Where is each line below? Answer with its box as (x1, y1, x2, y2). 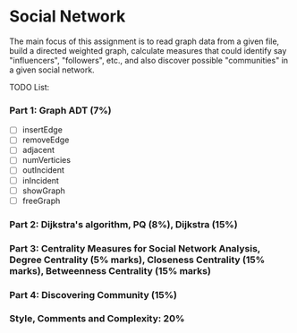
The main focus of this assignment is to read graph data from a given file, (9, 36, 280, 47)
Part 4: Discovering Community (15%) (9, 288, 177, 301)
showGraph (21, 185, 65, 196)
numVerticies (21, 155, 72, 166)
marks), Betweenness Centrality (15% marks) (9, 264, 212, 277)
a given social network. (9, 64, 96, 75)
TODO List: (9, 81, 50, 92)
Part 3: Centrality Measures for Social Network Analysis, (9, 242, 261, 254)
